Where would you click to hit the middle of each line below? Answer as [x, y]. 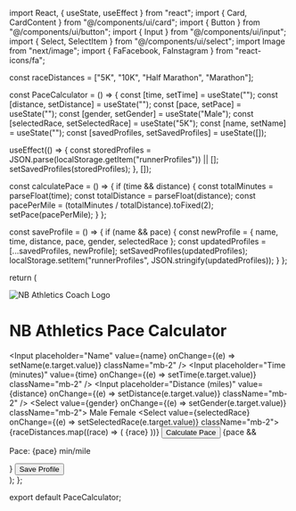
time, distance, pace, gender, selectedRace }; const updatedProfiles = [138, 241]
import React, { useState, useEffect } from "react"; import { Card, [128, 13]
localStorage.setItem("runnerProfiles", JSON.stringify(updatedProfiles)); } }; [148, 260]
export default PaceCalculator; [66, 497]
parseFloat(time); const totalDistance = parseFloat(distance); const [132, 196]
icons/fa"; [28, 60]
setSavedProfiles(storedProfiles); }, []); [80, 169]
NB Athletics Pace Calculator [118, 331]
